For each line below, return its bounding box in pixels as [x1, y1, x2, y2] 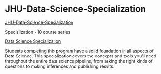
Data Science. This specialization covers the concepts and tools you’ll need [5, 53, 157, 59]
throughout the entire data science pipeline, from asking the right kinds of [5, 58, 153, 64]
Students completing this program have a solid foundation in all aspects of [5, 48, 154, 54]
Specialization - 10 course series [5, 29, 71, 35]
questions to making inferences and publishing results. [5, 63, 115, 69]
